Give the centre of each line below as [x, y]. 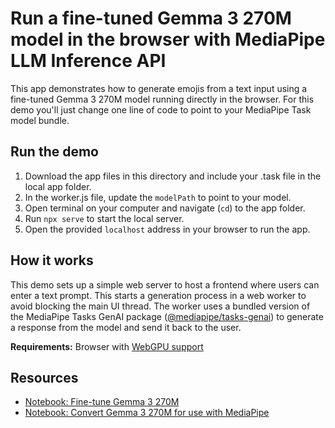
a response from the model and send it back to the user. [126, 327]
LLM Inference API [88, 61]
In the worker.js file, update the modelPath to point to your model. [158, 197]
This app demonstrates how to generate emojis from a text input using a [159, 88]
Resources [44, 377]
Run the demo [55, 152]
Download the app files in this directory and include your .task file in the [173, 176]
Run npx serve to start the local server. [104, 218]
